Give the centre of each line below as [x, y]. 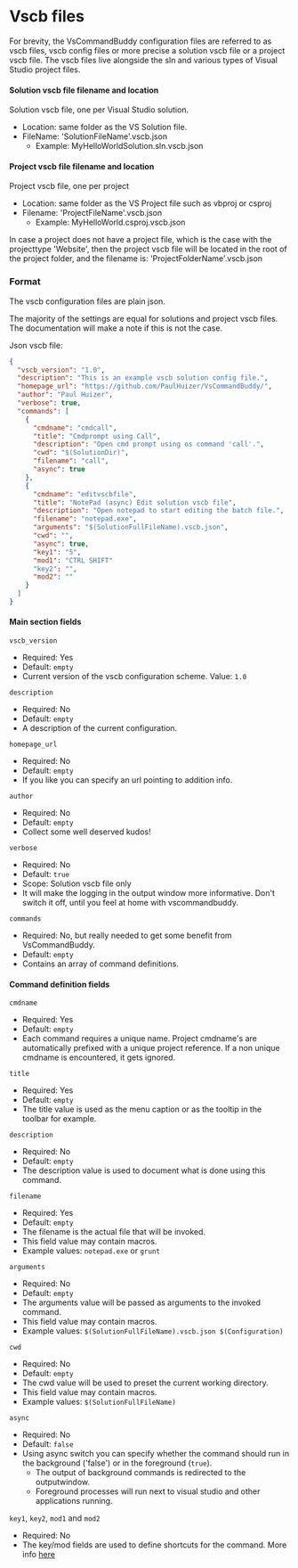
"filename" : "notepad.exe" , [85, 519]
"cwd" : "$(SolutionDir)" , [81, 453]
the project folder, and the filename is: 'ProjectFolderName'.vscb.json [136, 259]
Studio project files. [45, 70]
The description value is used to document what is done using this [144, 1170]
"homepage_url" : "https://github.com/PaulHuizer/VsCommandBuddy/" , [145, 386]
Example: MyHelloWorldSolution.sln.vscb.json [119, 146]
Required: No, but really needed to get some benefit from [127, 936]
